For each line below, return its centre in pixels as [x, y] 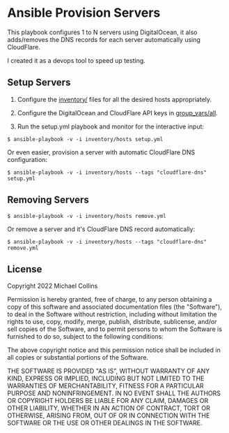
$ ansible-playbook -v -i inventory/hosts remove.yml [87, 216]
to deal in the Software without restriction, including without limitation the [112, 314]
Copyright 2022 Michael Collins [53, 286]
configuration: [27, 159]
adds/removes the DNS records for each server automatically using [104, 39]
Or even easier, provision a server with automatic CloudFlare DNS [101, 152]
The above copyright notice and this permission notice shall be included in [114, 350]
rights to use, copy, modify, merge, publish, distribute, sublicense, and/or [112, 322]
